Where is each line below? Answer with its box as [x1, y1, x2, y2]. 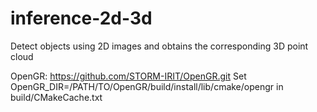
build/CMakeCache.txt [10, 91, 103, 103]
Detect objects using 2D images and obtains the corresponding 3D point [10, 40, 309, 52]
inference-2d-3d [10, 7, 153, 30]
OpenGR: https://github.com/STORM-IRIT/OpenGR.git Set [10, 70, 247, 82]
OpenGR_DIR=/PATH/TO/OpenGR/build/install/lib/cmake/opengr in [10, 80, 284, 92]
